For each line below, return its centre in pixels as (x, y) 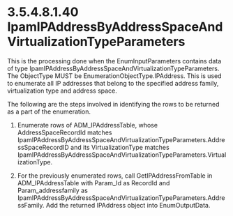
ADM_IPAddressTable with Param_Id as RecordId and (93, 183)
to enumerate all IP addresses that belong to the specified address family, (113, 83)
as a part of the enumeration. (49, 111)
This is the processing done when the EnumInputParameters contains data (114, 61)
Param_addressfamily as (53, 190)
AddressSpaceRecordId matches (65, 132)
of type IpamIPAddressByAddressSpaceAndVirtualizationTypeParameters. (113, 68)
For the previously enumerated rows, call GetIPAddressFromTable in (115, 176)
